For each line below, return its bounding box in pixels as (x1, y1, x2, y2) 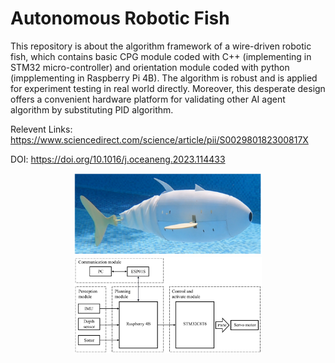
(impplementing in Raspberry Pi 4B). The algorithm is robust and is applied (10, 72, 318, 84)
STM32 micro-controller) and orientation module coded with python (10, 61, 290, 73)
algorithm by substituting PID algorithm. (10, 103, 174, 116)
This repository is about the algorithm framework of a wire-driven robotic (10, 40, 312, 52)
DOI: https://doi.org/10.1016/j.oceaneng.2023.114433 (10, 153, 226, 165)
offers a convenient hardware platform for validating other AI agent (10, 93, 286, 105)
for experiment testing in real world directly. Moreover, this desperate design (10, 82, 326, 94)
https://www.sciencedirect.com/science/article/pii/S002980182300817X (10, 133, 309, 146)
